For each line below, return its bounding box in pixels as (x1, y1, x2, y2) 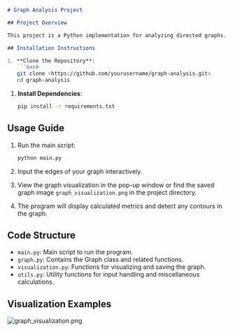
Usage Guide (7, 123, 65, 134)
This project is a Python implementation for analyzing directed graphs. (7, 32, 227, 39)
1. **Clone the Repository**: (7, 57, 96, 64)
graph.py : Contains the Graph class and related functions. (17, 256, 184, 264)
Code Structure (7, 229, 76, 241)
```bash (16, 64, 39, 71)
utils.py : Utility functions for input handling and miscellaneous (17, 270, 200, 279)
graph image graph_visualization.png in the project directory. (17, 188, 197, 196)
